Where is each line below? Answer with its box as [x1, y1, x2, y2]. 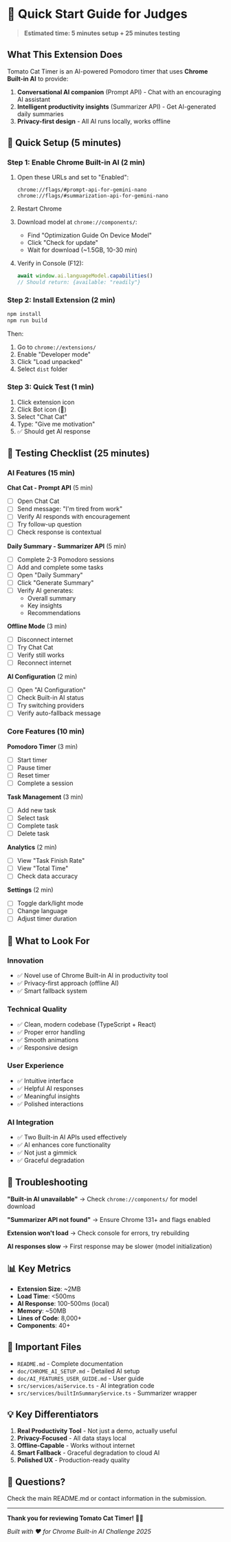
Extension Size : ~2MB [16, 1285, 81, 1293]
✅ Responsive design [16, 1043, 78, 1051]
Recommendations [27, 608, 81, 617]
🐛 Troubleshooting [7, 1177, 88, 1188]
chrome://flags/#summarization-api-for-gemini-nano [16, 193, 168, 200]
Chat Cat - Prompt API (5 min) [7, 484, 93, 492]
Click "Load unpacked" [16, 358, 83, 366]
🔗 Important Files [7, 1341, 82, 1353]
